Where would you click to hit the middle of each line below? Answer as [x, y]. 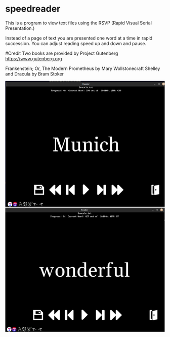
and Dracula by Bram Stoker [35, 73]
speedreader [33, 9]
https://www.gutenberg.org [34, 58]
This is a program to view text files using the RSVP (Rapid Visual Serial [78, 23]
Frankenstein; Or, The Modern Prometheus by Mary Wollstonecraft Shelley [83, 68]
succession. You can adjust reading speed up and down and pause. [76, 43]
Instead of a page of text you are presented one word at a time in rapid [79, 38]
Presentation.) [20, 28]
